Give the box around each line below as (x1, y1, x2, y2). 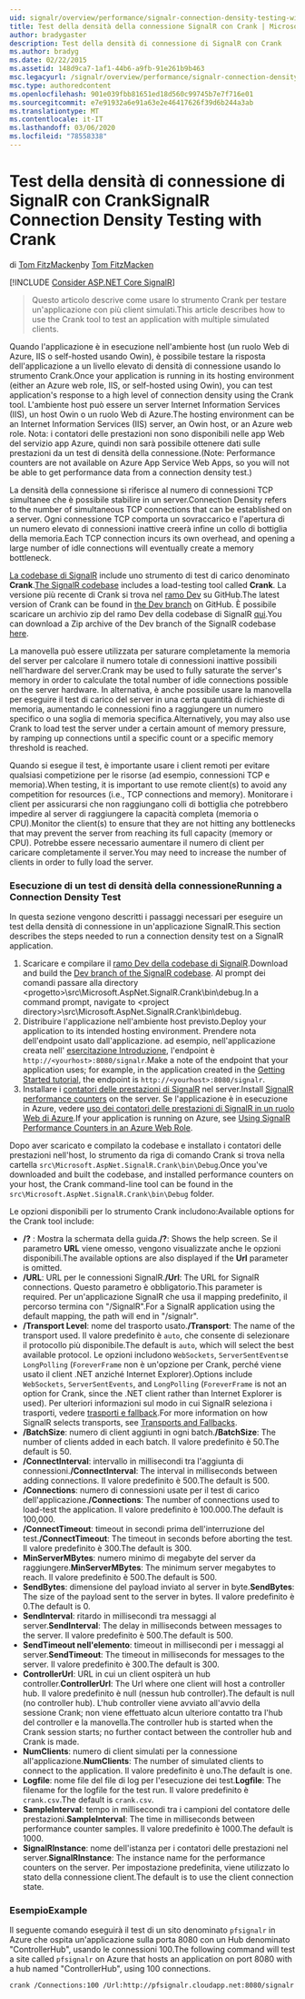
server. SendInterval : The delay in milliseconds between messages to (22, 1620, 282, 1631)
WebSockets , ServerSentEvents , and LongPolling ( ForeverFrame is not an (22, 1378, 288, 1389)
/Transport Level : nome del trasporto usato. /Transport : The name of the (22, 1321, 296, 1332)
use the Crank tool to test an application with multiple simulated (31, 313, 270, 324)
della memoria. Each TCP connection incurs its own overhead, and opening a (9, 533, 295, 543)
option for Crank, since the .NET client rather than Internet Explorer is (22, 1388, 282, 1399)
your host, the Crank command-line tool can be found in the (9, 1179, 233, 1190)
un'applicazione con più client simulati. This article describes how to (31, 304, 286, 315)
